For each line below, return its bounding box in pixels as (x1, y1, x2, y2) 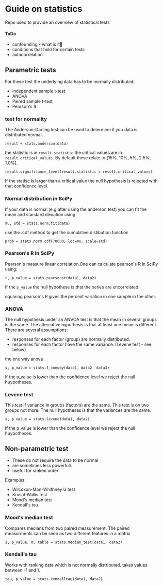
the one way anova (5, 356, 43, 362)
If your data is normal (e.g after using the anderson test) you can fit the (5, 206, 147, 212)
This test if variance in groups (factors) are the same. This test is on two (5, 402, 149, 408)
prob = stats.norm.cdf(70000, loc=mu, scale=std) (5, 239, 108, 244)
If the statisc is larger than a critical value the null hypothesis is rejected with (5, 178, 158, 184)
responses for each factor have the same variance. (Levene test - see (12, 341, 152, 348)
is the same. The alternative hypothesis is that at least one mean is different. (5, 322, 158, 328)
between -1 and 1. (5, 567, 40, 573)
